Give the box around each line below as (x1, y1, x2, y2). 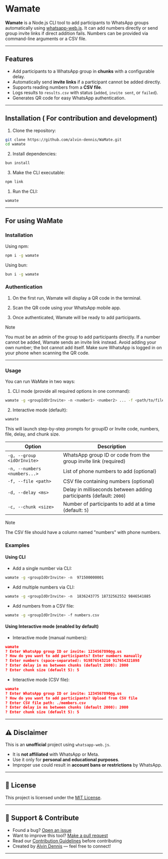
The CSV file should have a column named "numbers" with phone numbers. (5, 529, 161, 535)
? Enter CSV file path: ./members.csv (5, 700, 86, 705)
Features (5, 55, 33, 63)
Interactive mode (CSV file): (12, 676, 70, 682)
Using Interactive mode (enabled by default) (5, 623, 99, 630)
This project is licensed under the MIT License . (5, 794, 102, 800)
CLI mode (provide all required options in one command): (12, 388, 130, 394)
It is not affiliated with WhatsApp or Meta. (12, 751, 99, 757)
